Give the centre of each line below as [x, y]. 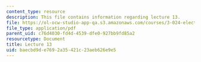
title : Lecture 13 [29, 45]
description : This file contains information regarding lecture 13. [93, 17]
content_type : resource [36, 12]
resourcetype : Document [36, 39]
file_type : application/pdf [41, 28]
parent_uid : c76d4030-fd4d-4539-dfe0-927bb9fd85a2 [71, 34]
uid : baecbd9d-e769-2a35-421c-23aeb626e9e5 [61, 50]
